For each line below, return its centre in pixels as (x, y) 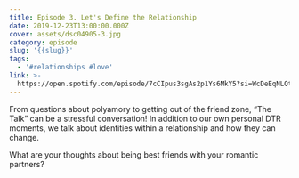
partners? (27, 164)
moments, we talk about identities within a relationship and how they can (142, 128)
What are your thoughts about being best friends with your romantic (134, 154)
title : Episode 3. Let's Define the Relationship (103, 17)
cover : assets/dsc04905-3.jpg (65, 34)
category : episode (43, 42)
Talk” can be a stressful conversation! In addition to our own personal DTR (145, 118)
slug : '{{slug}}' (41, 51)
